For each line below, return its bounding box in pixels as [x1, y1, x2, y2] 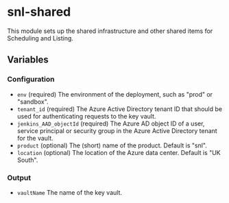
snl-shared [7, 4, 71, 20]
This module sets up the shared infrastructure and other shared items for [7, 27, 213, 35]
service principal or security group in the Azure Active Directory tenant [16, 126, 217, 134]
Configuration [7, 75, 55, 84]
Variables [7, 54, 49, 66]
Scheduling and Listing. [7, 34, 74, 42]
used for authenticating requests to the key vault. [16, 112, 156, 120]
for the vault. [16, 134, 53, 142]
